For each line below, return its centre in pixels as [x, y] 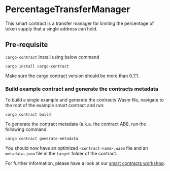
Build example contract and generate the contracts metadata [82, 89]
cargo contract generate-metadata [42, 139]
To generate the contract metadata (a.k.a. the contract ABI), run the [76, 124]
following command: [27, 129]
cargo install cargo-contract [37, 66]
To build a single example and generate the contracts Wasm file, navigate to [84, 100]
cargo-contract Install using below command [52, 57]
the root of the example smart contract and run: [55, 106]
